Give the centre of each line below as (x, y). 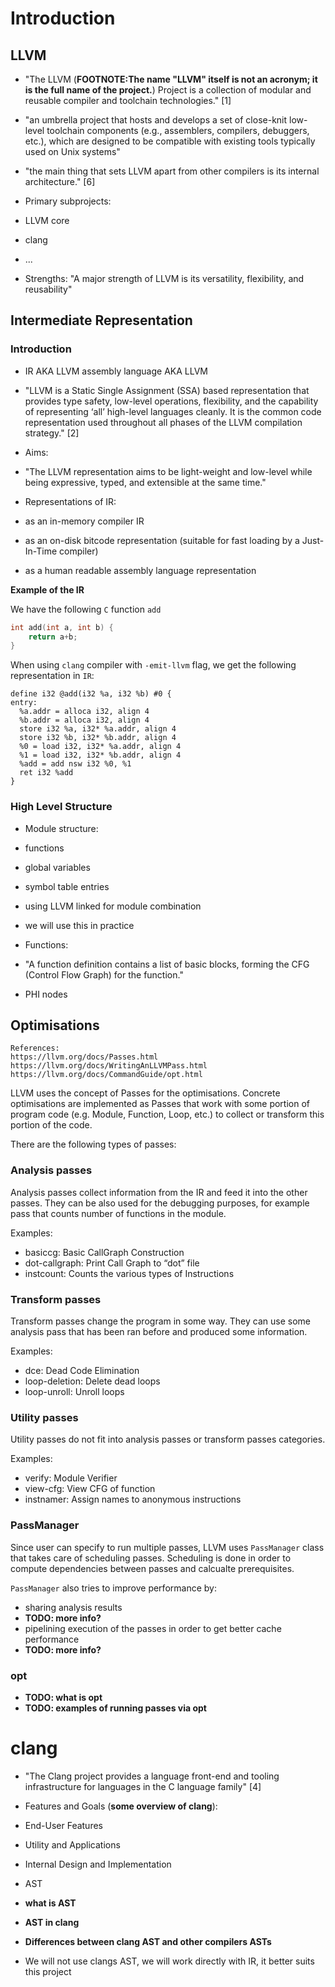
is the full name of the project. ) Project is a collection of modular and (168, 90)
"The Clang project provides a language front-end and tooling (152, 1776)
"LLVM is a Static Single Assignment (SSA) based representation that (167, 390)
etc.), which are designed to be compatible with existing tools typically (170, 141)
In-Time (41, 551)
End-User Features (63, 1825)
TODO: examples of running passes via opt (115, 1708)
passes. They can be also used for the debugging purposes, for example (160, 1203)
